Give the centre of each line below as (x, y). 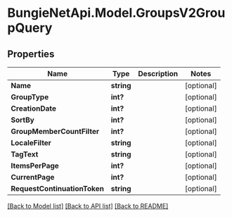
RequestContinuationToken (57, 188)
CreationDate (33, 108)
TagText (25, 154)
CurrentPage (33, 177)
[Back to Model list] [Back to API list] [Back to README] (88, 206)
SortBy (23, 120)
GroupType (30, 97)
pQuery (30, 28)
